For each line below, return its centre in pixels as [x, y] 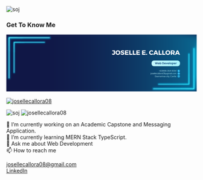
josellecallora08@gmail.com [41, 164]
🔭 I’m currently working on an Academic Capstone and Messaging [89, 125]
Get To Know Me [31, 25]
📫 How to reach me [31, 151]
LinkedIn [17, 171]
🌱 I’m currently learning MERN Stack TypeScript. [66, 137]
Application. [21, 131]
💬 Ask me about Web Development [50, 144]
